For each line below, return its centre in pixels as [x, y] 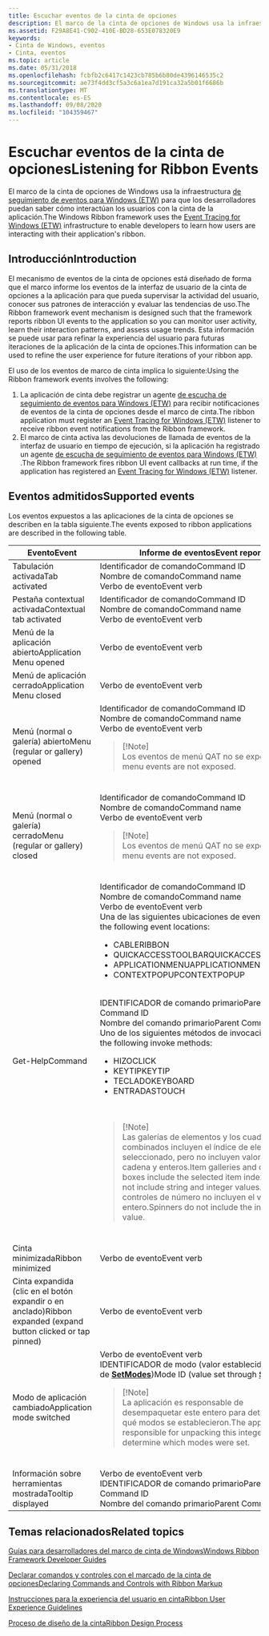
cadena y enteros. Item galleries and [190, 1167]
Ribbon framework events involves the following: [88, 379]
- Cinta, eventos [37, 53]
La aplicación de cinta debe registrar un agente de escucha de [123, 394]
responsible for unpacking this [179, 1433]
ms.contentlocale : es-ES [50, 98]
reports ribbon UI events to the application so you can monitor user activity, [133, 320]
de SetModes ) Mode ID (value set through [179, 1374]
